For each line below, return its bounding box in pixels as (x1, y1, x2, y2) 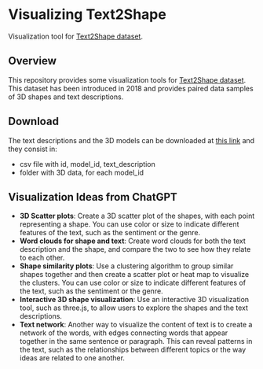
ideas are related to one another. (19, 353, 126, 363)
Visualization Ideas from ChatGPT (8, 190, 178, 204)
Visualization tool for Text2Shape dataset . (8, 31, 144, 41)
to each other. (19, 253, 65, 263)
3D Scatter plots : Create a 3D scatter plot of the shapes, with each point (19, 211, 255, 221)
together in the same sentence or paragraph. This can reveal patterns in (19, 337, 253, 346)
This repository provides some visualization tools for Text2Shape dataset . (8, 75, 247, 84)
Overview (8, 54, 57, 68)
